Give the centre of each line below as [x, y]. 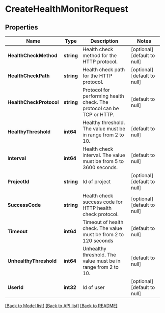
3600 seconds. [100, 167]
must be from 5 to [103, 161]
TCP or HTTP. [98, 114]
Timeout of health [103, 222]
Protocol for [96, 90]
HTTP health [97, 208]
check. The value [102, 228]
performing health [103, 96]
